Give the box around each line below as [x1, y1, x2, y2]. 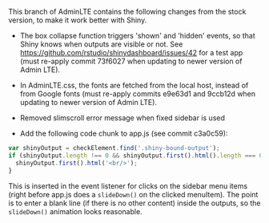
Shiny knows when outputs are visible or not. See [19, 39, 183, 49]
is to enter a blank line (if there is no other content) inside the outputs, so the [8, 198, 262, 208]
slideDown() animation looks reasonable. [8, 206, 143, 216]
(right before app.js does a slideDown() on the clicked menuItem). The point [8, 189, 259, 199]
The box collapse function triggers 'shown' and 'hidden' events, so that [19, 31, 255, 40]
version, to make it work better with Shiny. [8, 15, 147, 25]
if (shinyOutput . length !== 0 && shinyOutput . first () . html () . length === [8, 152, 256, 160]
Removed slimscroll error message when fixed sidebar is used [19, 113, 226, 123]
